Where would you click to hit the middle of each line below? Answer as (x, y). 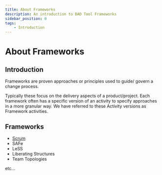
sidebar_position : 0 (26, 18)
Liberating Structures (33, 154)
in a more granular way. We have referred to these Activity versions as (76, 106)
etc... (10, 168)
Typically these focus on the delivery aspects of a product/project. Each (78, 96)
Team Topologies (30, 159)
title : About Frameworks (30, 9)
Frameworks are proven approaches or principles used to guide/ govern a (79, 81)
